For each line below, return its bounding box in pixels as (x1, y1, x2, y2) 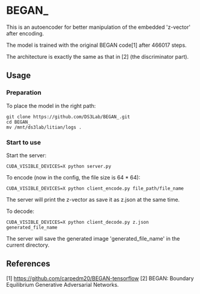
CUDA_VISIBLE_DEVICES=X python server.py (6, 163, 112, 169)
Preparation (6, 88, 42, 97)
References (6, 259, 50, 269)
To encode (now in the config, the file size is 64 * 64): (6, 173, 141, 181)
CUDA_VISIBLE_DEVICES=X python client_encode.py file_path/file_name (6, 185, 184, 191)
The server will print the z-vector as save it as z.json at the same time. (6, 196, 180, 203)
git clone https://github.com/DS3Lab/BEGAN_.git (6, 113, 130, 120)
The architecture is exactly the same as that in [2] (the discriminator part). (6, 53, 189, 60)
